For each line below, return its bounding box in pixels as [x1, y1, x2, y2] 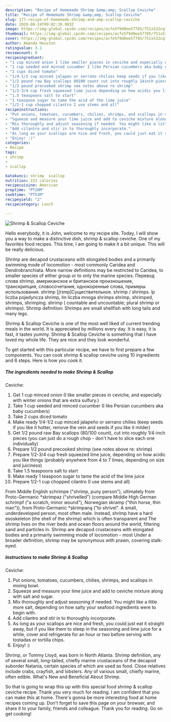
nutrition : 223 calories [5, 178, 58, 183]
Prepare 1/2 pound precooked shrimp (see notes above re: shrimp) [12, 446, 153, 452]
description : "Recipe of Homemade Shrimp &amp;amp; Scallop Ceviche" [5, 7, 156, 13]
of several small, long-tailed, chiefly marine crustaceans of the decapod [5, 657, 156, 663]
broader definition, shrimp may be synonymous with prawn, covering [5, 537, 150, 543]
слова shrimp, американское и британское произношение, [5, 278, 133, 284]
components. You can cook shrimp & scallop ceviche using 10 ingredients [5, 352, 160, 358]
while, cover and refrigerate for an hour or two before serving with [12, 631, 152, 637]
